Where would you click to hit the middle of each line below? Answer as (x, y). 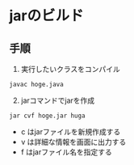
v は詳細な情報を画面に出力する (73, 142)
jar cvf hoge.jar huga (47, 116)
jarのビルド (46, 16)
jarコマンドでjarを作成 (58, 100)
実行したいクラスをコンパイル (70, 69)
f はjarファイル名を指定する (66, 152)
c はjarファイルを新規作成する (71, 132)
